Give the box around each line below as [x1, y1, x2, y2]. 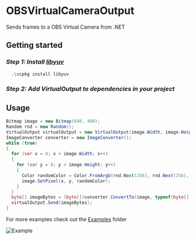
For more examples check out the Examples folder [6, 216, 127, 223]
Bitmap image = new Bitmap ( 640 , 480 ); [6, 119, 100, 124]
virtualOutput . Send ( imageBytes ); [11, 200, 93, 206]
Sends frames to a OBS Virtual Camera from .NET [6, 23, 125, 30]
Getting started [6, 40, 63, 50]
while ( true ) [6, 140, 38, 146]
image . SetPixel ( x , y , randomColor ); [21, 178, 111, 184]
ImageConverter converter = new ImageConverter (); [6, 134, 132, 141]
